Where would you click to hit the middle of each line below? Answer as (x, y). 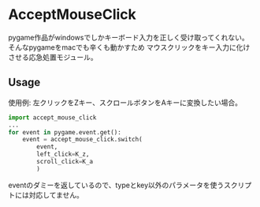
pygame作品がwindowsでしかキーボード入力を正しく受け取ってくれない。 (129, 37)
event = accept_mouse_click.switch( (83, 140)
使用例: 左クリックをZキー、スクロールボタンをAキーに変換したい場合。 (125, 102)
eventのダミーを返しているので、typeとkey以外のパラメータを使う (116, 185)
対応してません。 (56, 194)
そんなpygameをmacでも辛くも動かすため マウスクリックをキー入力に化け (129, 47)
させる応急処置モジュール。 (53, 57)
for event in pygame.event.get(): (65, 132)
